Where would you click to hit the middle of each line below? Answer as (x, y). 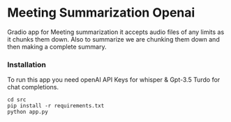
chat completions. (33, 87)
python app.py (28, 112)
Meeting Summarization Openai (101, 13)
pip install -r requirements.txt (56, 106)
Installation (27, 64)
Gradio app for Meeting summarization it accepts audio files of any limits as (116, 32)
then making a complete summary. (57, 46)
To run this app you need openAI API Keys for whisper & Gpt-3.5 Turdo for (114, 80)
